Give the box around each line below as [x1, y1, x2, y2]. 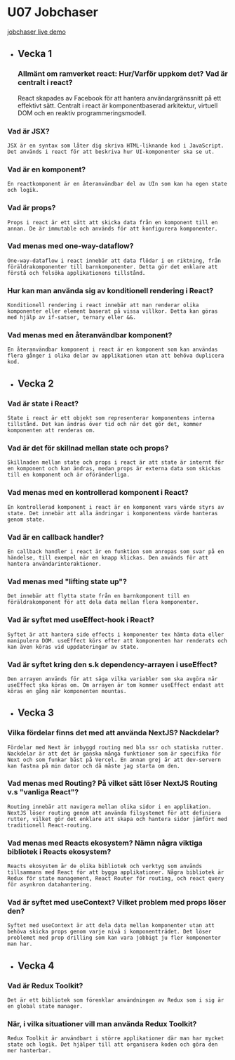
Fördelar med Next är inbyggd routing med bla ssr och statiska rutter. [7, 744, 224, 751]
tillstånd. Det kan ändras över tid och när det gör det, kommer [7, 421, 202, 428]
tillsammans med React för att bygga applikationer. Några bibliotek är [7, 869, 224, 876]
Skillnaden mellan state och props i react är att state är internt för [7, 459, 224, 466]
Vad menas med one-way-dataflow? [7, 241, 134, 251]
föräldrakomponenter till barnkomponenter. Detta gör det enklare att [7, 263, 218, 271]
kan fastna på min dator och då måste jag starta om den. [7, 762, 180, 770]
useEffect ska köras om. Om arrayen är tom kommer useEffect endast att [7, 681, 224, 689]
